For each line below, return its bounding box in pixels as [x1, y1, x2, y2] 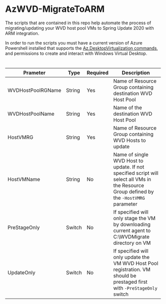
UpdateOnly [7, 269, 36, 276]
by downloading [113, 221, 151, 228]
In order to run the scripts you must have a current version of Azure [5, 40, 142, 45]
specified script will [113, 170, 159, 176]
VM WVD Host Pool [113, 260, 159, 267]
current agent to [113, 227, 151, 234]
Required [86, 69, 109, 76]
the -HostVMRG [113, 194, 145, 201]
